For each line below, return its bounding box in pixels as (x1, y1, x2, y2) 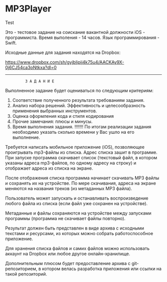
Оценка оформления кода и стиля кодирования (12, 113, 114, 119)
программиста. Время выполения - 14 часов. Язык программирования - (5, 34, 160, 40)
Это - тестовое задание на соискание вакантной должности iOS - (5, 29, 145, 35)
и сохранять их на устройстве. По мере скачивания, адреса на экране (5, 180, 157, 186)
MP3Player (5, 3, 52, 14)
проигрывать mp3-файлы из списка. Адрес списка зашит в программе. (5, 149, 158, 155)
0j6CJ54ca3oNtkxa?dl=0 (5, 64, 57, 70)
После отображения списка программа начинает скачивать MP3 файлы (5, 175, 160, 181)
